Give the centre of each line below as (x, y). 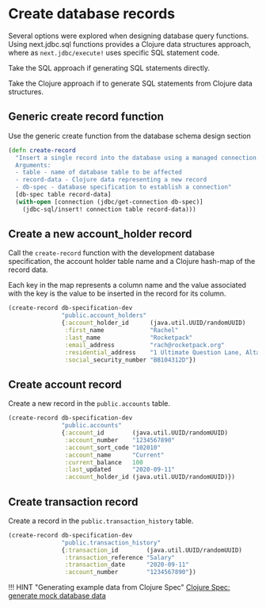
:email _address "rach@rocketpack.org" (144, 345)
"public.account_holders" (104, 315)
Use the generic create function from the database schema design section (129, 136)
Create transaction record (73, 501)
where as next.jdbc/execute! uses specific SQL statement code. (114, 52)
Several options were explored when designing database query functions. (129, 36)
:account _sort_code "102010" (112, 447)
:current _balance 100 (104, 462)
